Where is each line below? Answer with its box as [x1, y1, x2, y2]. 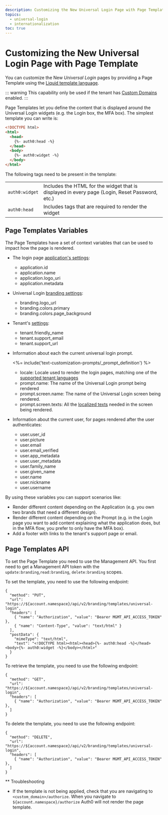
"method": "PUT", [9, 592, 46, 598]
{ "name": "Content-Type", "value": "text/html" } [14, 623, 122, 628]
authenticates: [12, 421, 42, 428]
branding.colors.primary [19, 305, 70, 311]
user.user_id [19, 431, 45, 437]
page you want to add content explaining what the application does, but [12, 520, 160, 526]
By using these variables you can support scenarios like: [5, 494, 121, 500]
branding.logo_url [19, 300, 56, 306]
